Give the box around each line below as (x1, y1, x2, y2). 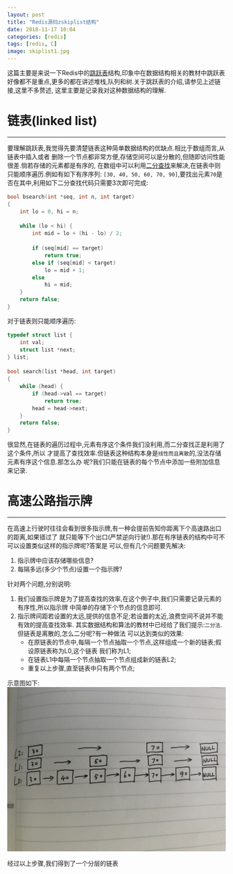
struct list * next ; (19, 346, 76, 353)
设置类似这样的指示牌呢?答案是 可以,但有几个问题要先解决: (19, 542, 186, 550)
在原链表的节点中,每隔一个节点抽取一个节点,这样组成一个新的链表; (27, 638, 216, 647)
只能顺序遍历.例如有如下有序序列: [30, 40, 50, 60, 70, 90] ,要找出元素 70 (7, 170, 217, 178)
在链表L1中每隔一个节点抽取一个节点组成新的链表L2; (27, 656, 177, 664)
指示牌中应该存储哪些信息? (17, 556, 94, 565)
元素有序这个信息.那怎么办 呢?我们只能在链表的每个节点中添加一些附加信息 (7, 458, 221, 466)
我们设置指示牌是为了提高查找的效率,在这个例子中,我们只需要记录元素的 (17, 594, 222, 603)
